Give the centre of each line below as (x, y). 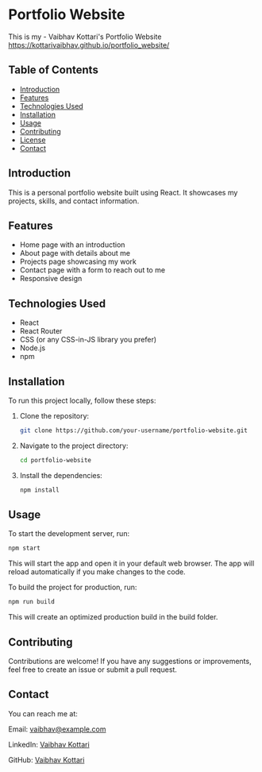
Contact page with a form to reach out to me (92, 270)
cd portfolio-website (55, 460)
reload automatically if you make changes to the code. (97, 572)
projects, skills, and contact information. (74, 201)
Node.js (33, 348)
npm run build (32, 602)
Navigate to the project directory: (74, 446)
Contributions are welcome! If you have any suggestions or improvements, (130, 661)
